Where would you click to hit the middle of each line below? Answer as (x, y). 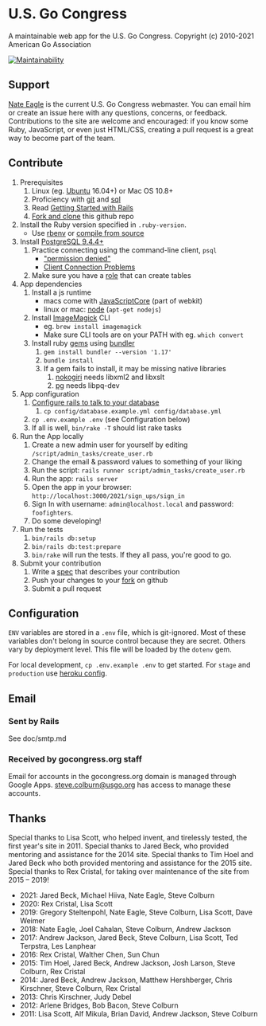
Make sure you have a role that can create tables (112, 275)
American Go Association (50, 44)
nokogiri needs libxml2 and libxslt (110, 377)
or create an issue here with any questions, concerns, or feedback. (118, 112)
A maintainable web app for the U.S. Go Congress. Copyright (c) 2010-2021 (131, 36)
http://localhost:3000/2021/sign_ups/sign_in (108, 496)
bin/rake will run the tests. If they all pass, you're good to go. (131, 554)
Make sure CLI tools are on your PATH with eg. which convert (144, 335)
